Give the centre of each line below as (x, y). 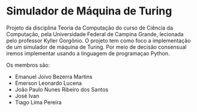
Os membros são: (28, 65)
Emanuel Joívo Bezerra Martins (54, 76)
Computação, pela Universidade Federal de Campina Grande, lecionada (95, 34)
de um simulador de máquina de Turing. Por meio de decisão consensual (96, 47)
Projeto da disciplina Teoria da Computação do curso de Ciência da (89, 28)
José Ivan (27, 96)
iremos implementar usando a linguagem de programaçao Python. (88, 53)
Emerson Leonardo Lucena (48, 83)
